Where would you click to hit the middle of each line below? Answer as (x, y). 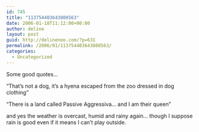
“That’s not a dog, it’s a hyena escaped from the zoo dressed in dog (90, 86)
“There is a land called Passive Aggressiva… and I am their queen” (89, 104)
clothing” (17, 92)
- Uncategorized (32, 57)
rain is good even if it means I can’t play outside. (66, 122)
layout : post (23, 35)
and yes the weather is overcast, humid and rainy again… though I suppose (99, 116)
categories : (21, 51)
